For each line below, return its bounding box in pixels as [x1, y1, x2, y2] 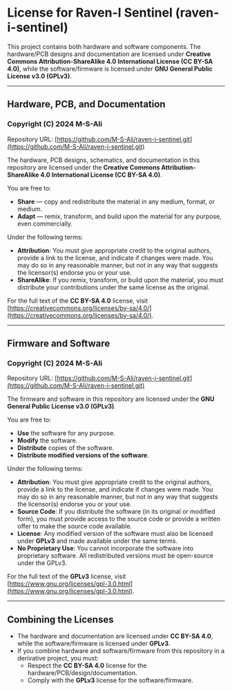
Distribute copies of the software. [17, 444, 115, 452]
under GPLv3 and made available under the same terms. [17, 537, 178, 545]
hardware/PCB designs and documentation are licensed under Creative [7, 50, 211, 58]
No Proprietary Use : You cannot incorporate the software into [17, 544, 194, 553]
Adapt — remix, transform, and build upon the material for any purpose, [17, 212, 222, 220]
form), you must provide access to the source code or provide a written [17, 514, 221, 523]
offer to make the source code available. [17, 522, 133, 530]
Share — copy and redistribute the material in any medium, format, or [17, 197, 215, 206]
